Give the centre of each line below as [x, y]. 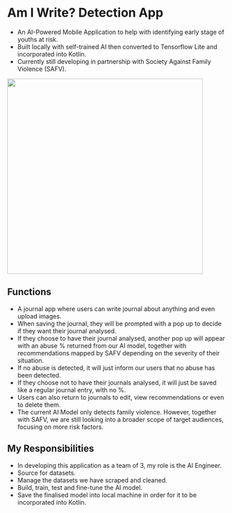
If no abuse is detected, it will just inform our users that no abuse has [116, 368]
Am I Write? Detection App [85, 13]
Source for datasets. [47, 473]
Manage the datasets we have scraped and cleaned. [92, 480]
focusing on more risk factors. [60, 427]
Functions [30, 292]
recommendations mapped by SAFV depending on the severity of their [118, 353]
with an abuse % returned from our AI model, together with [102, 346]
